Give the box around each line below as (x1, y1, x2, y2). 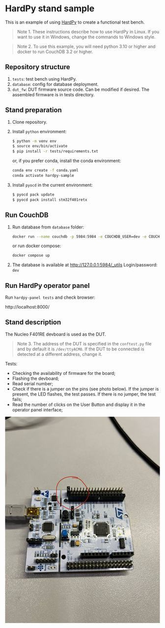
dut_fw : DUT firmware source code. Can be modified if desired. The (12, 86, 150, 92)
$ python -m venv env (12, 139, 57, 143)
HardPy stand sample (5, 3, 95, 14)
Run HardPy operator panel (5, 281, 90, 290)
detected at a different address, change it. (17, 351, 103, 357)
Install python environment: (12, 128, 67, 134)
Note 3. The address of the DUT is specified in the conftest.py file (17, 341, 152, 346)
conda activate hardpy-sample (12, 173, 75, 178)
